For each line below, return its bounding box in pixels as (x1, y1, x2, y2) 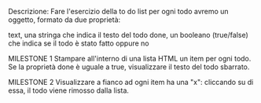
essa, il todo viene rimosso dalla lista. (8, 86, 130, 95)
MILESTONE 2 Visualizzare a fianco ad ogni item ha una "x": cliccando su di (8, 78, 254, 86)
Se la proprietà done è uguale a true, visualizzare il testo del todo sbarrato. (8, 62, 250, 72)
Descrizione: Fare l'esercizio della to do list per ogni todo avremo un (8, 7, 230, 16)
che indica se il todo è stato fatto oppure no (8, 39, 149, 48)
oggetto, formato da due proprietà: (8, 15, 121, 24)
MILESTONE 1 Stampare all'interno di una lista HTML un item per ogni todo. (8, 54, 252, 63)
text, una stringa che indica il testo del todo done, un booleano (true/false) (8, 31, 249, 39)
